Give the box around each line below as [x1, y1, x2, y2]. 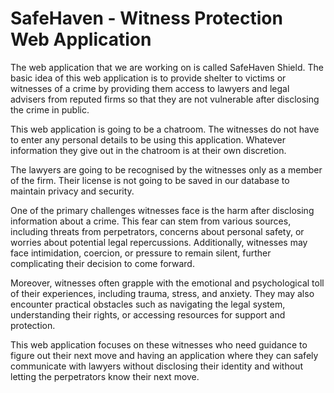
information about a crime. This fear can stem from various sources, [10, 215, 292, 227]
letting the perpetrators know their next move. [10, 370, 200, 382]
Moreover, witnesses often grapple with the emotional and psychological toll [10, 277, 325, 289]
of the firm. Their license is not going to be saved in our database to [10, 174, 290, 186]
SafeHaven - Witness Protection [10, 7, 283, 30]
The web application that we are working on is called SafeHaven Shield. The [10, 61, 324, 73]
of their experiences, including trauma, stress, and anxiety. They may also [10, 287, 315, 299]
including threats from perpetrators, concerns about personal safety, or [10, 225, 305, 237]
